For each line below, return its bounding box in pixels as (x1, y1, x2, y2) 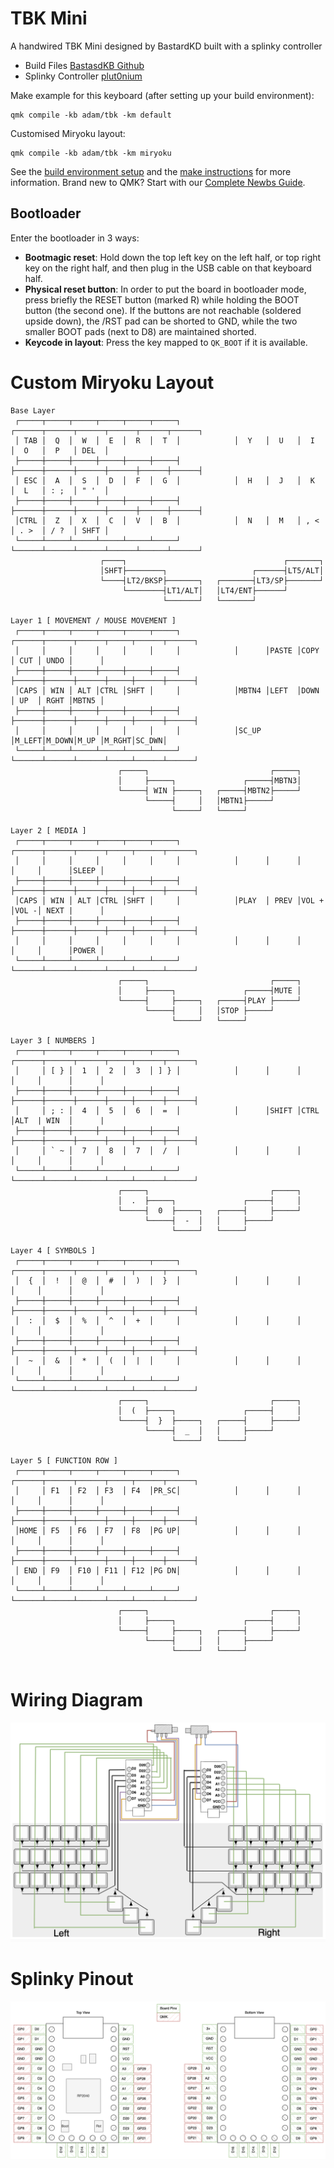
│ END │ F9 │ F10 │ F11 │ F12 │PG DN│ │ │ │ (14, 1565, 302, 1576)
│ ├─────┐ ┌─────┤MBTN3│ (117, 775, 302, 786)
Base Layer (10, 405, 56, 416)
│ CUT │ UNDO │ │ (10, 655, 105, 666)
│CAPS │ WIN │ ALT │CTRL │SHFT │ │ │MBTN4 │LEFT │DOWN (14, 685, 320, 696)
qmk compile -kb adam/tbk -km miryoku (10, 148, 172, 158)
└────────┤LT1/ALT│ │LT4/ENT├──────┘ (121, 585, 288, 596)
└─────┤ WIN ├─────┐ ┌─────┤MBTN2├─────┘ (117, 785, 302, 796)
